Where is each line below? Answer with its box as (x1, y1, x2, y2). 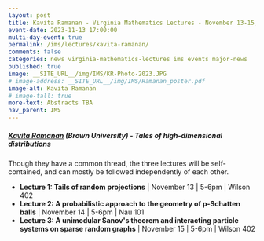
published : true (8, 63, 61, 71)
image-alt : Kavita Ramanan (8, 84, 97, 93)
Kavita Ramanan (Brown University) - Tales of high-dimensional (8, 130, 223, 140)
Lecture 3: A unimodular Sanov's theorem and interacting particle (19, 215, 239, 225)
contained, (8, 166, 43, 177)
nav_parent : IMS (8, 107, 61, 115)
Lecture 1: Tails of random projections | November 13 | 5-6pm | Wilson (19, 182, 251, 192)
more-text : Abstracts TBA (8, 99, 93, 107)
